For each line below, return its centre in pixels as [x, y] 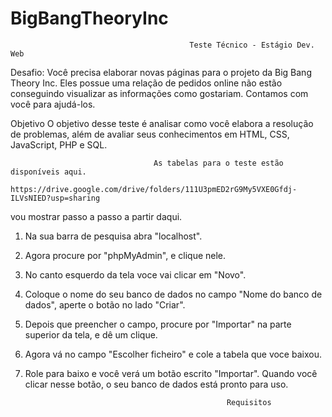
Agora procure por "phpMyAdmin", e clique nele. [125, 255]
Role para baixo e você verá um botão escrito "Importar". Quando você [171, 373]
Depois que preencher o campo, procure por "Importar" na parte [158, 324]
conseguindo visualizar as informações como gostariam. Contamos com [159, 93]
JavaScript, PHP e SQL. [59, 144]
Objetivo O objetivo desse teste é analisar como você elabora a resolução [162, 123]
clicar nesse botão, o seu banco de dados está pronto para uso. [156, 384]
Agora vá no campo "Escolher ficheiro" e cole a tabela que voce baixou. [173, 354]
